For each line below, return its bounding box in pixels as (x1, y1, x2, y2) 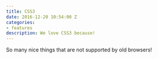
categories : (6, 19, 35, 25)
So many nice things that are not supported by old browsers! (6, 46, 152, 53)
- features (6, 25, 33, 31)
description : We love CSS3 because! (6, 30, 95, 36)
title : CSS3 (6, 8, 35, 15)
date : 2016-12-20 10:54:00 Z (6, 14, 77, 20)
